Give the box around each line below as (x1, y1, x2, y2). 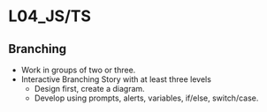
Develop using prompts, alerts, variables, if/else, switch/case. (34, 93, 259, 103)
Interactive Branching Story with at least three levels (20, 74, 211, 85)
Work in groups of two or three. (20, 64, 136, 75)
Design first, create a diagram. (34, 84, 145, 93)
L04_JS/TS (8, 6, 92, 26)
